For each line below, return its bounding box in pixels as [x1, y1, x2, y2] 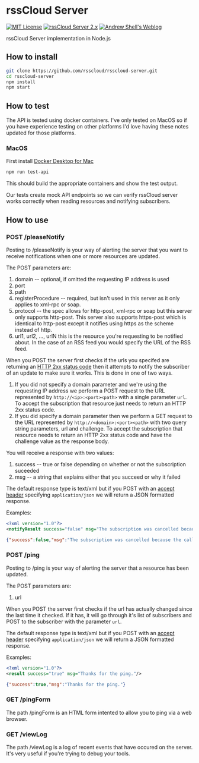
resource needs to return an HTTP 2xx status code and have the [14, 431, 172, 438]
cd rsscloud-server [6, 73, 54, 79]
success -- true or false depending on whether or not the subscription [14, 460, 187, 467]
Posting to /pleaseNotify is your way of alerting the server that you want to [6, 246, 188, 253]
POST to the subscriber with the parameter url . [6, 618, 122, 625]
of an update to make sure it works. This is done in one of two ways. [6, 369, 173, 376]
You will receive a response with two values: [6, 449, 114, 456]
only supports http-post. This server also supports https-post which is [14, 313, 187, 321]
